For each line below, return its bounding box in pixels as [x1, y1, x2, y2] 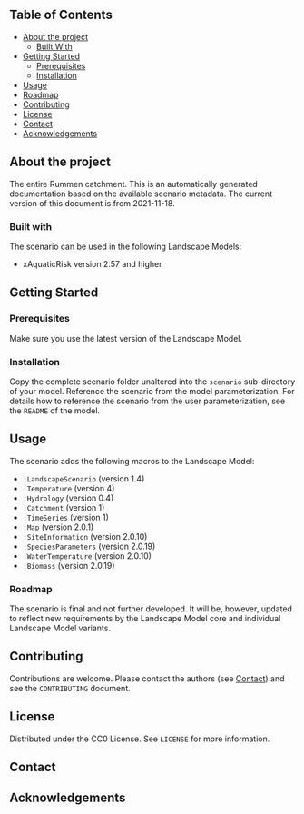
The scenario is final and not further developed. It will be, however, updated [9, 603, 293, 614]
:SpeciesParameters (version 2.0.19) [22, 541, 156, 551]
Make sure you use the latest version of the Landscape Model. [9, 333, 243, 343]
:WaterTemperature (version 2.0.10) [22, 550, 152, 561]
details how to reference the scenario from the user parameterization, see [9, 395, 286, 406]
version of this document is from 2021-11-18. [9, 197, 175, 208]
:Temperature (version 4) [22, 482, 115, 493]
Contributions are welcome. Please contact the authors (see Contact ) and [9, 672, 285, 684]
